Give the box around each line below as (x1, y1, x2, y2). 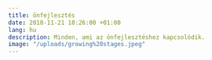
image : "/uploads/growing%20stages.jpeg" (8, 41, 146, 48)
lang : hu (8, 26, 37, 34)
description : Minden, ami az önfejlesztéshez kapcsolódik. (8, 33, 206, 41)
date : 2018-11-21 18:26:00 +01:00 (8, 19, 122, 26)
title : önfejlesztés (8, 11, 76, 19)
